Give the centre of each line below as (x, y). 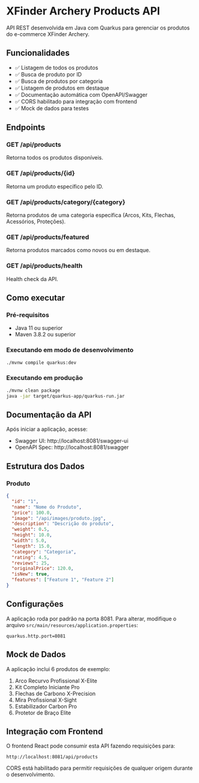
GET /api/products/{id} (41, 173)
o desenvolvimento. (31, 775)
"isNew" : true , (31, 574)
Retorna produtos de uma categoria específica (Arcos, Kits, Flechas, (91, 215)
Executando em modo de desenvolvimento (70, 350)
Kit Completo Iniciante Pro (47, 687)
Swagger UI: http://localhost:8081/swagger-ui (72, 441)
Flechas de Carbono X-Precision (55, 693)
